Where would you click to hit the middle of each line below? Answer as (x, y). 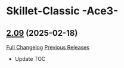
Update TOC (30, 59)
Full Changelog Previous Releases (48, 47)
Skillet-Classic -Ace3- (62, 11)
